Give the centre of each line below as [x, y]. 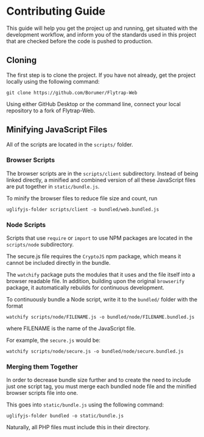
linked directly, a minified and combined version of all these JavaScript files [101, 180]
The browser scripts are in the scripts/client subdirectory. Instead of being [102, 173]
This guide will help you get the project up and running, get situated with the [102, 28]
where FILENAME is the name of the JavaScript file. [71, 328]
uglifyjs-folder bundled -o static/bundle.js [65, 416]
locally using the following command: [53, 81]
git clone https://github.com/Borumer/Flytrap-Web [72, 93]
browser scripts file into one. [42, 393]
